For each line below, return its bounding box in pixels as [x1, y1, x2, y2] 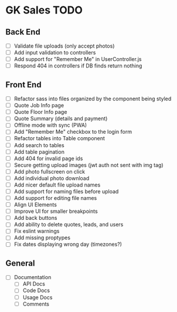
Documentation [13, 274, 52, 281]
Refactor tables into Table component [13, 135, 105, 142]
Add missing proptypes [13, 234, 71, 241]
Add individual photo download [13, 174, 90, 182]
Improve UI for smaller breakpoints [13, 208, 98, 215]
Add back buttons [13, 215, 57, 222]
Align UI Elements [13, 201, 57, 208]
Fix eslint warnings [13, 228, 60, 235]
